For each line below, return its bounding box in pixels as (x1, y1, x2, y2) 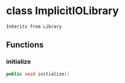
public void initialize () (6, 71, 70, 77)
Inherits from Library (6, 24, 62, 29)
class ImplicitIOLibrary (6, 4, 119, 18)
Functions (6, 40, 44, 50)
